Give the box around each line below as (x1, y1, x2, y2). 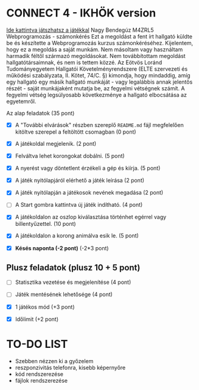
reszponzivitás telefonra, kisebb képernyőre (15, 364, 126, 371)
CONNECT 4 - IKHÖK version (6, 6, 156, 20)
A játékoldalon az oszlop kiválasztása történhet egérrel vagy (15, 214, 167, 221)
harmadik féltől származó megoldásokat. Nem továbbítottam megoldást (6, 52, 186, 59)
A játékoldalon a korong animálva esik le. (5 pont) (15, 232, 139, 239)
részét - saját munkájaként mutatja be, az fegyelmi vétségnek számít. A (6, 84, 185, 92)
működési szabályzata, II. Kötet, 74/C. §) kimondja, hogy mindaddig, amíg (6, 71, 190, 79)
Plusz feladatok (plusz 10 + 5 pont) (6, 262, 141, 273)
